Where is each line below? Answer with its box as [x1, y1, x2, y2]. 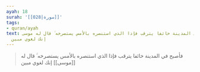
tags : [6, 19, 20, 25]
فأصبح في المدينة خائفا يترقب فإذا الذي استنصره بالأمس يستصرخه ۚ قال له [20, 53, 183, 59]
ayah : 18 [6, 8, 28, 15]
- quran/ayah [6, 25, 39, 31]
